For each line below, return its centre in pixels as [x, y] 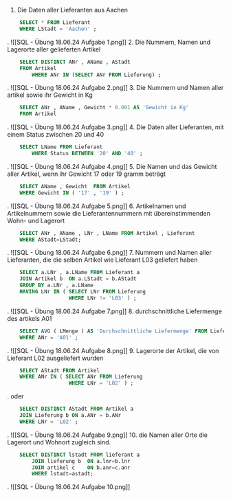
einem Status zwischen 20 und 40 [56, 135]
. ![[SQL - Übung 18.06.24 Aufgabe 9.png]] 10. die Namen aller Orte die [108, 435]
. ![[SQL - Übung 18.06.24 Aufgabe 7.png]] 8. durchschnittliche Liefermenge [114, 311]
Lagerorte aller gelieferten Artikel [54, 49]
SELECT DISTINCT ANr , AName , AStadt [75, 62]
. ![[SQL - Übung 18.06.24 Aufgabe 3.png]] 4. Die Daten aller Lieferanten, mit [115, 127]
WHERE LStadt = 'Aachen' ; [58, 29]
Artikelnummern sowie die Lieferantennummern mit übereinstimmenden [109, 213]
